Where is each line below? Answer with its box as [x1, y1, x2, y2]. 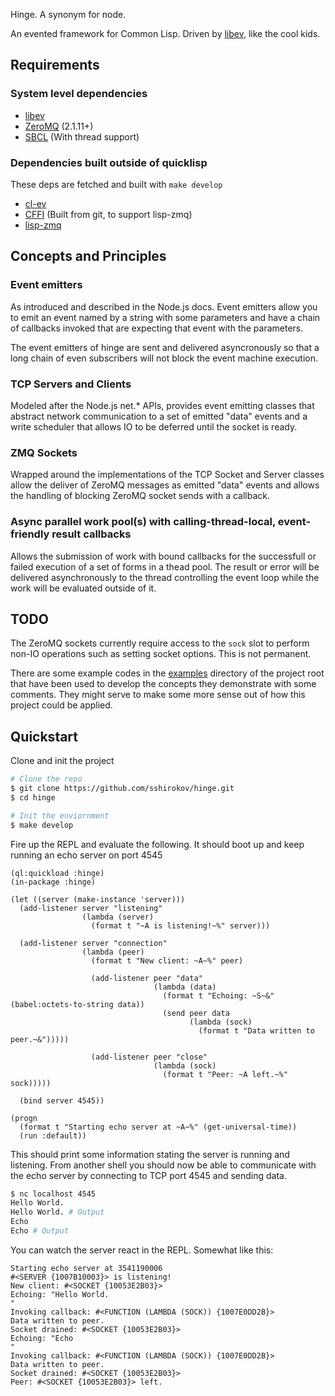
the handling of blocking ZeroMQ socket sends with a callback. [10, 490, 271, 502]
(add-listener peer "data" [90, 973, 203, 983]
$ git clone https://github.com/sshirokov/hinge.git [10, 784, 235, 794]
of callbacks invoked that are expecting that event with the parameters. [10, 322, 304, 334]
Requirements [10, 57, 100, 74]
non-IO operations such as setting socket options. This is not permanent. [10, 648, 312, 660]
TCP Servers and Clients [10, 377, 132, 391]
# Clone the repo [10, 774, 83, 784]
